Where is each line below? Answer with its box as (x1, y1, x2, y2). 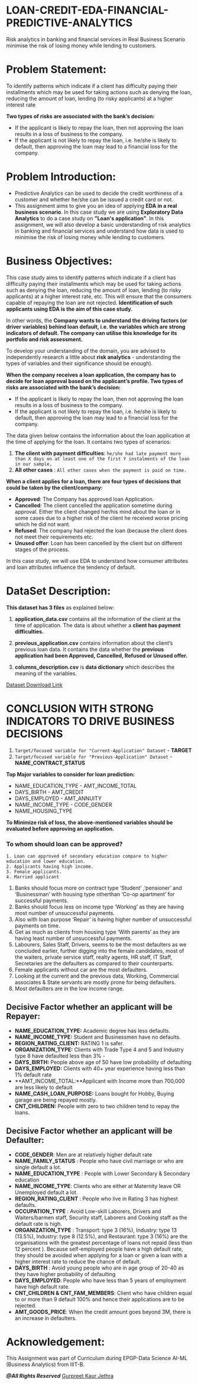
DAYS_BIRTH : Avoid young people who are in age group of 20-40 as (14, 1264, 184, 1271)
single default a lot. (14, 1164, 62, 1171)
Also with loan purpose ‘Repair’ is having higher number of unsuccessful (14, 916, 192, 923)
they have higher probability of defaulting (14, 1270, 116, 1277)
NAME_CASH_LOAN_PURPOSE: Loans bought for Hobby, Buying (14, 1090, 174, 1097)
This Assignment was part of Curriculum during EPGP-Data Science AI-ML (6, 1355, 188, 1362)
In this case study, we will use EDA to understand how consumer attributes (6, 557, 188, 564)
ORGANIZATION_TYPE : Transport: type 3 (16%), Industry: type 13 (14, 1226, 177, 1233)
